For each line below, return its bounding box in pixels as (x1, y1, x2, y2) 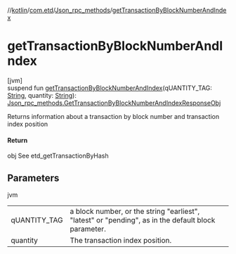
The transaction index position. (70, 235, 172, 245)
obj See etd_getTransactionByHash (7, 151, 109, 160)
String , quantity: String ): (7, 91, 77, 99)
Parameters (7, 172, 60, 184)
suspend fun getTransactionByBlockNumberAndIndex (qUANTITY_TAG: (7, 84, 213, 92)
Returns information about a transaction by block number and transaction (7, 112, 220, 120)
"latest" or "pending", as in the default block (70, 215, 216, 224)
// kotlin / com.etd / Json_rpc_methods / (7, 6, 113, 14)
